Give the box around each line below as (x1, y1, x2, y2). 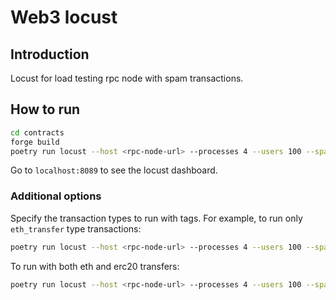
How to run (10, 101, 81, 118)
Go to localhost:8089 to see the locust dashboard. (10, 164, 218, 176)
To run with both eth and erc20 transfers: (10, 260, 180, 272)
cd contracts (10, 127, 65, 138)
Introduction (10, 46, 90, 63)
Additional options (10, 189, 102, 203)
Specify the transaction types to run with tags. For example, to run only (10, 212, 303, 224)
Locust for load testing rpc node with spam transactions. (10, 72, 244, 84)
